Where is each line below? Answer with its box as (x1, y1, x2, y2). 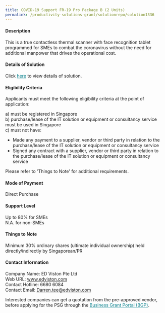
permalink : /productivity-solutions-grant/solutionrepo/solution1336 (5, 12, 155, 17)
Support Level (5, 202, 35, 208)
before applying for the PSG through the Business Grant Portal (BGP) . (5, 302, 150, 308)
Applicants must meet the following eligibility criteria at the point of (5, 96, 145, 102)
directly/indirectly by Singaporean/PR (5, 248, 83, 254)
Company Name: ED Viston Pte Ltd (5, 270, 78, 276)
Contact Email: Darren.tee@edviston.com (5, 287, 91, 293)
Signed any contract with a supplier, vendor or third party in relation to (12, 148, 159, 154)
